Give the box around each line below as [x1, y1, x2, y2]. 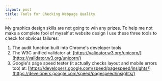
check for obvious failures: [5, 35, 59, 41]
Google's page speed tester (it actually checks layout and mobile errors [12, 60, 157, 66]
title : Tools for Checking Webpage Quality [5, 12, 96, 16]
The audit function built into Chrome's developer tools [12, 45, 122, 50]
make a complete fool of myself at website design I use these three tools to [5, 30, 157, 36]
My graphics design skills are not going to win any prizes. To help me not [5, 25, 153, 31]
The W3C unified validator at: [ [12, 49, 75, 56]
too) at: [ [12, 65, 30, 71]
